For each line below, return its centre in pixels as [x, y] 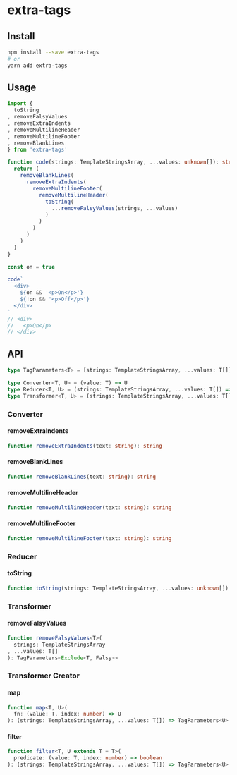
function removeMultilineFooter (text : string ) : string [90, 538]
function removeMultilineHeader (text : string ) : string [90, 507]
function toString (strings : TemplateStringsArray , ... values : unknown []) [118, 588]
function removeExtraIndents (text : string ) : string [85, 446]
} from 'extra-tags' [38, 149]
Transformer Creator [43, 676]
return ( [26, 169]
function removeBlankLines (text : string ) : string [82, 477]
